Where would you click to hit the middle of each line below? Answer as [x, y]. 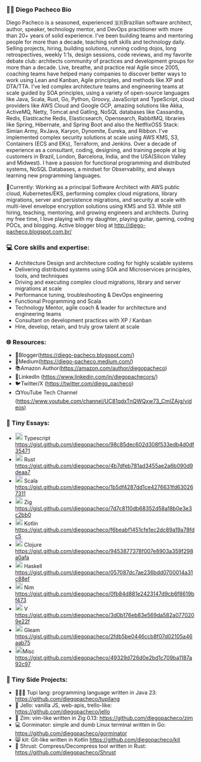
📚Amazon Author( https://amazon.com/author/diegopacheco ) [91, 368]
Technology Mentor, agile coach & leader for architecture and [90, 307]
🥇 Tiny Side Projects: [37, 680]
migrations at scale [38, 288]
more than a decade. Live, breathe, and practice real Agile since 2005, [93, 68]
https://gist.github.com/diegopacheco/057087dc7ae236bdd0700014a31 [104, 573]
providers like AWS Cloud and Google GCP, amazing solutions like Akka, [95, 106]
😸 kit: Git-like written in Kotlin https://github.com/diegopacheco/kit [98, 740]
